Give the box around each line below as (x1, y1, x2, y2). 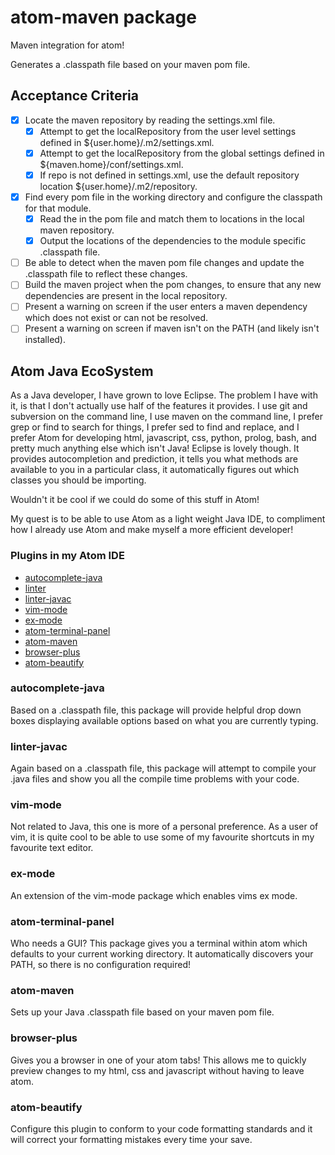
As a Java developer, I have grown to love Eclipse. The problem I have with (10, 389, 318, 401)
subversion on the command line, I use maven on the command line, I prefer (10, 411, 324, 423)
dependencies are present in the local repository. (24, 290, 228, 302)
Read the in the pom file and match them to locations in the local (39, 213, 305, 225)
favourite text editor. (10, 842, 94, 854)
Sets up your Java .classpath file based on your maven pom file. (10, 1006, 275, 1018)
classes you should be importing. (10, 474, 147, 486)
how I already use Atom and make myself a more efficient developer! (10, 524, 294, 536)
